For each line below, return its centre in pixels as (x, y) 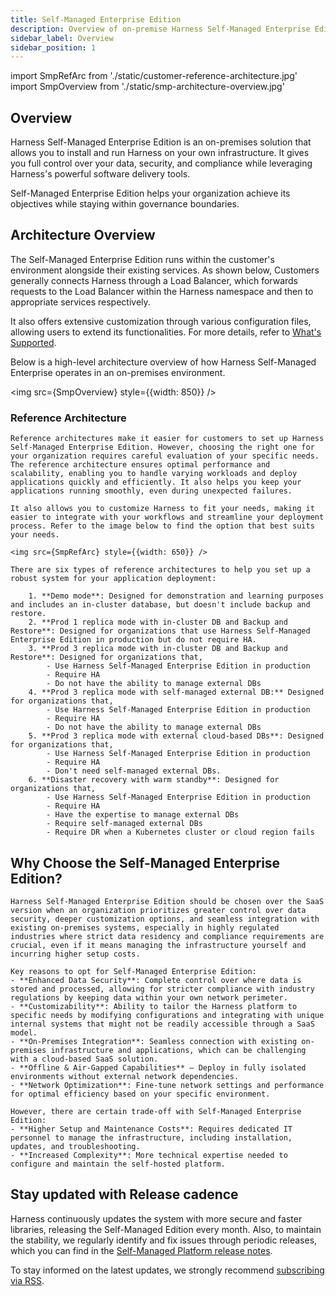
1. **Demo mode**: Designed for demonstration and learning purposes (176, 596)
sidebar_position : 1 (53, 47)
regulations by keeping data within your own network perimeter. (149, 997)
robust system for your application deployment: (113, 579)
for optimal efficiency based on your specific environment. (140, 1094)
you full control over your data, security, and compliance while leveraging (161, 163)
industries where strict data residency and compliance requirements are (167, 936)
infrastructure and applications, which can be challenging (178, 1050)
